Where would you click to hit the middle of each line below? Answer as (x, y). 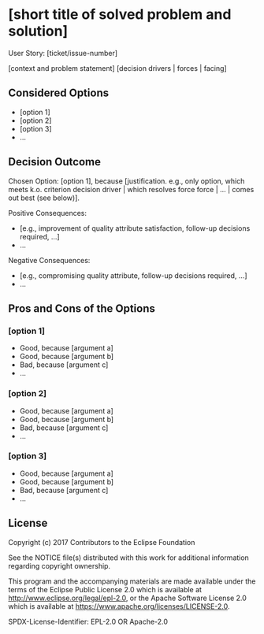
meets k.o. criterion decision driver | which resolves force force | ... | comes (131, 189)
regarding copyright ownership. (59, 565)
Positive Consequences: (48, 213)
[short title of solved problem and (120, 15)
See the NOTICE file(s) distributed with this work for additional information (129, 558)
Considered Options (58, 93)
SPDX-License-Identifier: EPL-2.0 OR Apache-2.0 (88, 621)
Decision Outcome (54, 162)
